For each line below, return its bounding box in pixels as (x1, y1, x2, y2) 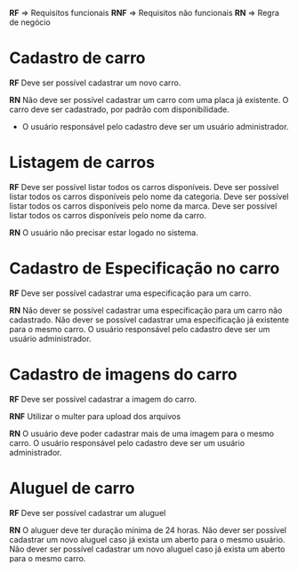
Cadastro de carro (9, 48, 146, 68)
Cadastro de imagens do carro (9, 364, 238, 385)
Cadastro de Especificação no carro (9, 258, 280, 279)
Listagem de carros (9, 153, 156, 172)
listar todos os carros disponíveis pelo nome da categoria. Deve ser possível (9, 191, 289, 202)
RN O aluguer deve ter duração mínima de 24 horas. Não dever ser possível (9, 524, 287, 536)
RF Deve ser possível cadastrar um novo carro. (9, 77, 181, 88)
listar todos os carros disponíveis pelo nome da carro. (9, 210, 207, 220)
